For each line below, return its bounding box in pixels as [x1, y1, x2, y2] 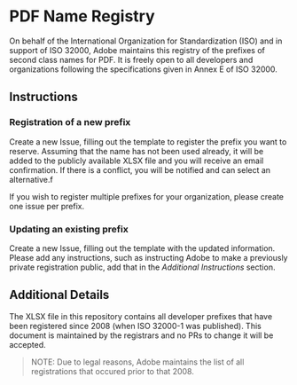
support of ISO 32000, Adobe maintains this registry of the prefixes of [9, 44, 266, 55]
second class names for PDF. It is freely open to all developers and [9, 54, 254, 65]
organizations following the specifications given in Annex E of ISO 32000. [9, 64, 277, 75]
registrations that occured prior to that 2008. [30, 365, 195, 376]
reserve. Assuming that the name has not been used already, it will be [9, 145, 264, 156]
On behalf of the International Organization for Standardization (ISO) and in [9, 35, 283, 46]
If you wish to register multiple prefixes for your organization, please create [9, 191, 285, 201]
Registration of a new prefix [9, 116, 131, 129]
